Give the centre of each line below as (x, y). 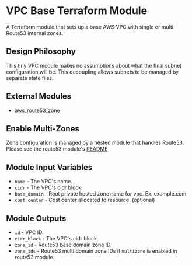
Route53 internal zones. (34, 33)
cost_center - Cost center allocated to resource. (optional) (85, 200)
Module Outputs (36, 218)
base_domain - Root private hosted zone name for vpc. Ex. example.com (100, 194)
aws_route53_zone (37, 110)
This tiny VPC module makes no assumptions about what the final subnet (94, 65)
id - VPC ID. (29, 232)
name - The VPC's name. (43, 182)
